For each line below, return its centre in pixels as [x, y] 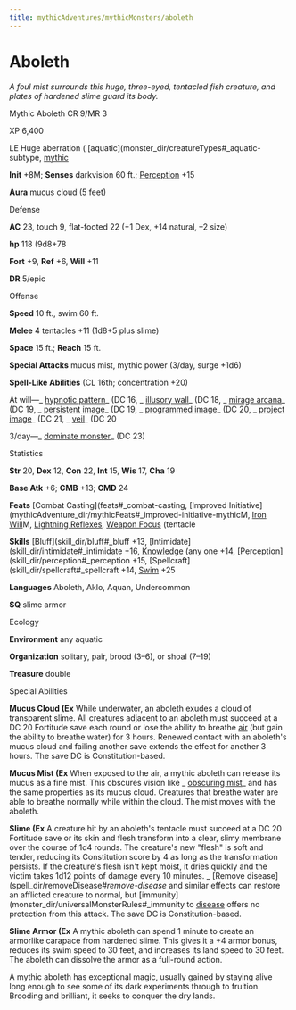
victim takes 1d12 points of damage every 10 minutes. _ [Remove [127, 875]
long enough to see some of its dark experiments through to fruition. [135, 986]
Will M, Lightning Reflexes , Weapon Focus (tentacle [103, 524]
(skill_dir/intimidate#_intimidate [66, 551]
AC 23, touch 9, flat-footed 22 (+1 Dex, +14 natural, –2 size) [119, 226]
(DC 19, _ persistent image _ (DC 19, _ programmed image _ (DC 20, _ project [147, 409]
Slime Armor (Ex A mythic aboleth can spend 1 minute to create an [132, 931]
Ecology [25, 622]
